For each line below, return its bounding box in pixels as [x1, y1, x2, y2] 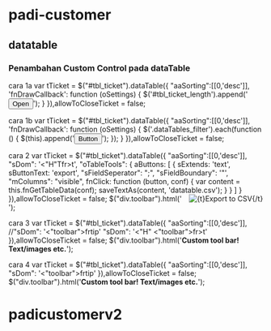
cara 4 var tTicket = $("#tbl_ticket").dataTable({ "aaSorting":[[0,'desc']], [8, 260, 248, 269]
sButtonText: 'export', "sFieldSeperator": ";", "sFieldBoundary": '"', [8, 168, 229, 178]
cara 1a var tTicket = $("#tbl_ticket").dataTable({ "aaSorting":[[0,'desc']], [8, 80, 250, 90]
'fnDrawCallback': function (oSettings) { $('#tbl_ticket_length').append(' [8, 89, 248, 99]
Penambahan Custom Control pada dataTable [8, 62, 191, 74]
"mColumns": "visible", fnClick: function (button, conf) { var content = [8, 176, 241, 186]
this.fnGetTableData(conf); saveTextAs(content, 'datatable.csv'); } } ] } [8, 185, 243, 195]
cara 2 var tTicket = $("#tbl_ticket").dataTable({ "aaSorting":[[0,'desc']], [8, 150, 248, 160]
